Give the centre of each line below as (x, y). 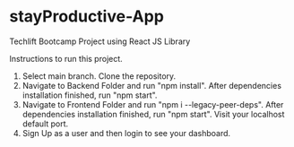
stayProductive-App (86, 17)
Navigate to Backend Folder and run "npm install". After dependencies (152, 85)
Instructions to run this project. (66, 58)
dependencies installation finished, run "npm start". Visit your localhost (153, 114)
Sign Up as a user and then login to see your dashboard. (126, 133)
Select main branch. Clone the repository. (99, 76)
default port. (45, 124)
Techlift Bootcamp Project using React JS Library (100, 41)
